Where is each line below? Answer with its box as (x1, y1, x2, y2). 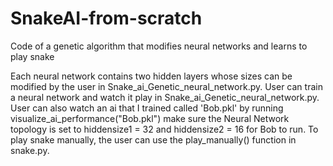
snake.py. (10, 144, 50, 156)
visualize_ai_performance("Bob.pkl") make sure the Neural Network (10, 112, 290, 124)
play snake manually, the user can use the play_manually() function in (10, 133, 297, 146)
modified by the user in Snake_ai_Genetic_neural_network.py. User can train (10, 80, 323, 92)
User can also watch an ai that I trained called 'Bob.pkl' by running (10, 102, 284, 114)
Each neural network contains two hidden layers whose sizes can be (10, 70, 293, 82)
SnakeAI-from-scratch (10, 7, 203, 30)
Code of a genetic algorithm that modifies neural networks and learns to (10, 40, 308, 52)
